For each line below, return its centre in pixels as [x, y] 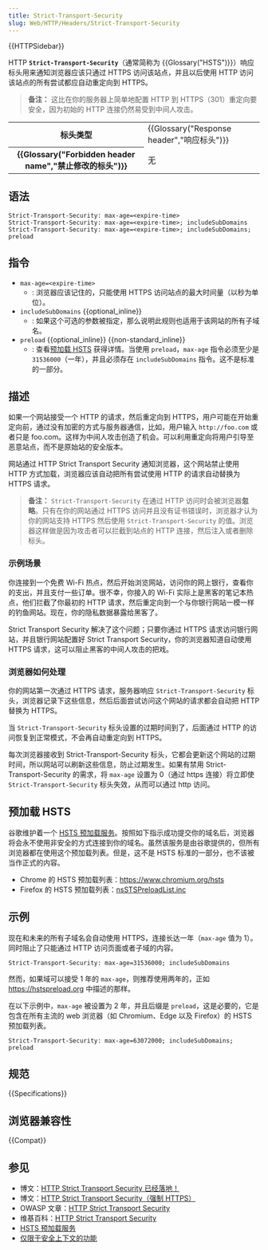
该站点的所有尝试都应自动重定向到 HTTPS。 [81, 82]
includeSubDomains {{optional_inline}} [81, 311]
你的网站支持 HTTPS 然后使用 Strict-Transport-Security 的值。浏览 [140, 521]
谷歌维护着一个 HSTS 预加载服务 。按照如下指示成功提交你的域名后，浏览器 [132, 832]
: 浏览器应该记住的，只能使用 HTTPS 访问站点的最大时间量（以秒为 [142, 292]
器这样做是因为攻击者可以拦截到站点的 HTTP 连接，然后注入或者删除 [140, 530]
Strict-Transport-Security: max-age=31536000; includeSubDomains [119, 963]
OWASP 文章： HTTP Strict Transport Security [95, 1209]
